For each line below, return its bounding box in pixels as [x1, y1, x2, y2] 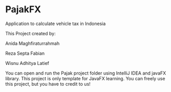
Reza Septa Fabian [5, 50, 45, 56]
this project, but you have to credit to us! [5, 81, 91, 87]
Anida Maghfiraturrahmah [5, 40, 60, 47]
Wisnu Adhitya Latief [5, 60, 50, 66]
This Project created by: [5, 30, 56, 36]
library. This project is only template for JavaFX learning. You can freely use [5, 75, 165, 81]
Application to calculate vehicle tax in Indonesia [5, 20, 106, 27]
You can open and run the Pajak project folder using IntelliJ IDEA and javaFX [5, 70, 166, 76]
